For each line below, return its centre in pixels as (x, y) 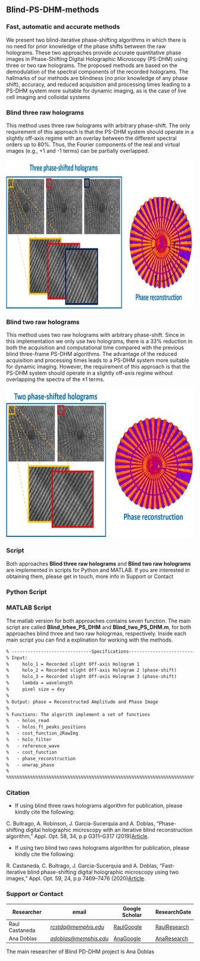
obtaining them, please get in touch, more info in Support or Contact (90, 576)
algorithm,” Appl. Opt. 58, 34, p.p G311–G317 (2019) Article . (78, 836)
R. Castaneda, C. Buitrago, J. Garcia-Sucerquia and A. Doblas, (82, 866)
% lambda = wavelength (40, 683)
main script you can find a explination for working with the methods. (90, 640)
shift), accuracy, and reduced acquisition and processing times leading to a (98, 84)
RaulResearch (172, 927)
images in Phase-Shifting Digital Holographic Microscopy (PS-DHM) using (97, 59)
